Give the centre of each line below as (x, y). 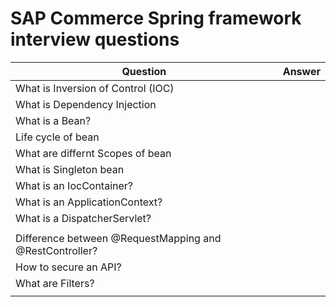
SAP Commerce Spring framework (156, 18)
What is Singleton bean (70, 169)
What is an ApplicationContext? (89, 202)
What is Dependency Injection (86, 104)
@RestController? (56, 250)
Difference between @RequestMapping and (118, 238)
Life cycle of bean (57, 137)
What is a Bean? (53, 120)
